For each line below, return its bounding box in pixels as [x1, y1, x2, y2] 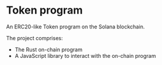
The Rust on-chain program [14, 45, 83, 53]
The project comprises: [6, 34, 63, 41]
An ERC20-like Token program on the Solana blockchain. [6, 23, 145, 30]
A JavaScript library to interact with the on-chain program [14, 52, 156, 59]
